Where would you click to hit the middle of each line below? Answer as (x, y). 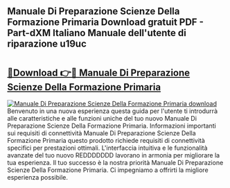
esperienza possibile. (37, 177)
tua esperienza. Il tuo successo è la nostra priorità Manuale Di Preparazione (115, 163)
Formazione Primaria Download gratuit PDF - (106, 23)
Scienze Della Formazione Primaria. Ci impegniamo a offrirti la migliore (108, 170)
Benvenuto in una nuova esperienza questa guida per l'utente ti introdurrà (113, 111)
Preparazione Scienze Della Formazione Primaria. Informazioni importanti (112, 126)
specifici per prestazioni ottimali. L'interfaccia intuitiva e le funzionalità (107, 148)
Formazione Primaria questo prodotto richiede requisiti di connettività (106, 140)
